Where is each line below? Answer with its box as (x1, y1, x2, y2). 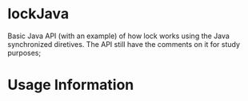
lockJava (7, 5, 70, 23)
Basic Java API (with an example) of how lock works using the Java (7, 31, 230, 41)
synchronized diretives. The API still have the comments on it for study (7, 39, 241, 49)
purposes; (7, 48, 42, 57)
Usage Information (7, 76, 134, 94)
